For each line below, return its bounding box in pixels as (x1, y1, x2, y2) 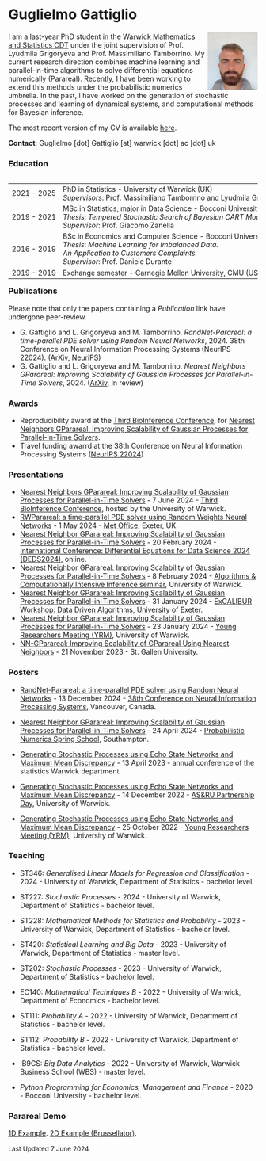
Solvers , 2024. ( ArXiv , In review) (38, 378, 144, 388)
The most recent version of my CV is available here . (8, 123, 177, 132)
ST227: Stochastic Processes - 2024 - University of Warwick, (19, 892, 222, 901)
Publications (8, 285, 58, 296)
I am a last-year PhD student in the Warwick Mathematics (8, 32, 196, 41)
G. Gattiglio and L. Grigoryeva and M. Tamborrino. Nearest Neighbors (19, 361, 247, 370)
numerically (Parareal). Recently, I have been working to (8, 74, 192, 83)
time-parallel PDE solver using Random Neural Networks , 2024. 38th (19, 335, 245, 346)
